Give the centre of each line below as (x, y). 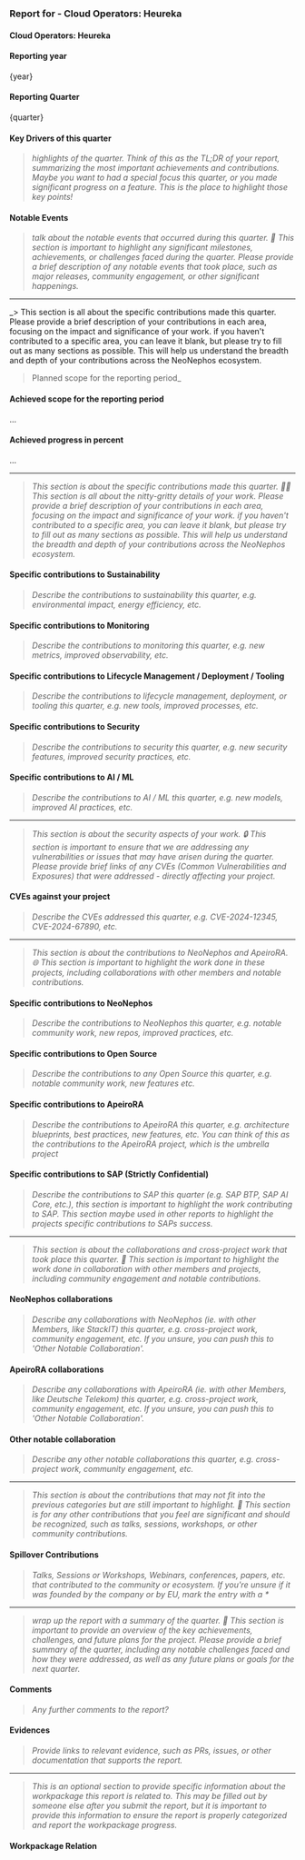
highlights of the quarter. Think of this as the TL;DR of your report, (156, 158)
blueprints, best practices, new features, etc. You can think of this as (161, 1134)
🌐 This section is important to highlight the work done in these (148, 962)
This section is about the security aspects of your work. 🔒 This (149, 833)
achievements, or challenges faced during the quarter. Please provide (162, 257)
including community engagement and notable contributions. (146, 1278)
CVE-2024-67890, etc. (74, 926)
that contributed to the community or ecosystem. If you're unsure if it (161, 1585)
